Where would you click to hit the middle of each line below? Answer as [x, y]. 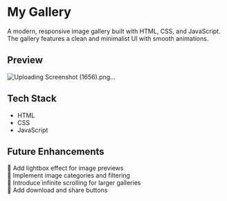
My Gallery [39, 12]
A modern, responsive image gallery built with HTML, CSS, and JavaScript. [114, 31]
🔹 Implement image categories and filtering [69, 175]
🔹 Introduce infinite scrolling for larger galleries [74, 183]
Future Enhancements [56, 152]
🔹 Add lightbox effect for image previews [65, 168]
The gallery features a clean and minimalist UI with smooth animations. [108, 38]
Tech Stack [32, 98]
